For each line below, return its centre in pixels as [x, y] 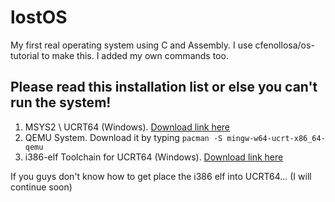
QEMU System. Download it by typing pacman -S [123, 137]
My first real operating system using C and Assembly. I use [131, 45]
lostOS [39, 17]
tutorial [25, 55]
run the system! [61, 102]
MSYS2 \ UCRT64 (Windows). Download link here [127, 127]
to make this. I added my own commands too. [135, 55]
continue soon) [41, 187]
